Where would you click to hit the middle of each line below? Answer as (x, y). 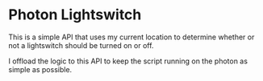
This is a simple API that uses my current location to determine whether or (131, 37)
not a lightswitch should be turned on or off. (81, 45)
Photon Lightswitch (75, 15)
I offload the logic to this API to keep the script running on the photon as (128, 61)
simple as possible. (40, 69)
